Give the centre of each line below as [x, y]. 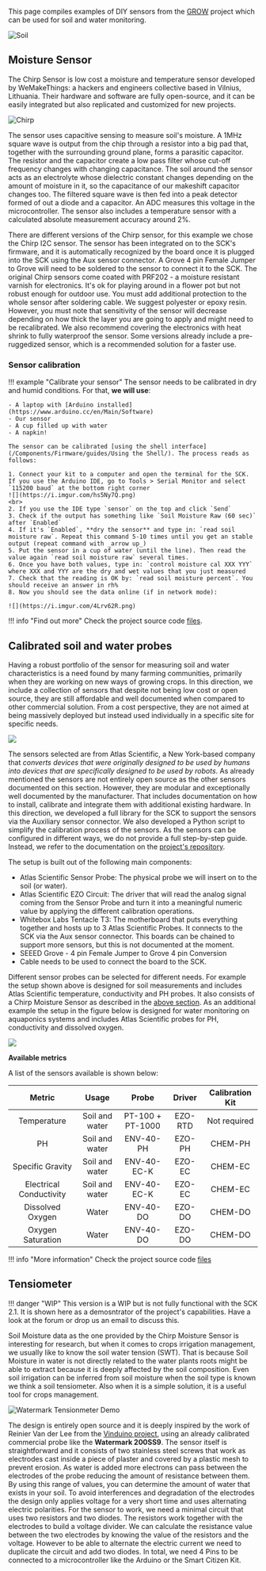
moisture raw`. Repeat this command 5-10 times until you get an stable [131, 537]
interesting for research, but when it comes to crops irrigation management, [132, 1344]
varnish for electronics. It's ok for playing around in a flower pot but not [124, 285]
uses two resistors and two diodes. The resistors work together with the [125, 1518]
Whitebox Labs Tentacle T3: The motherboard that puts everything [129, 919]
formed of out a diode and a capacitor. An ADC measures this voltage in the [132, 202]
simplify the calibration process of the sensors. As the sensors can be [122, 829]
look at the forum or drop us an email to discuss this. [94, 1320]
